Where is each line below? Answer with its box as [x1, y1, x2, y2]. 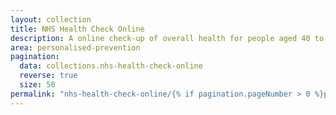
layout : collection [10, 14, 92, 25]
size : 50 [19, 80, 56, 90]
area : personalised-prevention [10, 42, 141, 53]
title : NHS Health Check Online [10, 24, 145, 34]
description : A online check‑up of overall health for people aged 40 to [10, 33, 325, 43]
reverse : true [19, 71, 78, 81]
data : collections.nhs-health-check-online [19, 61, 203, 71]
